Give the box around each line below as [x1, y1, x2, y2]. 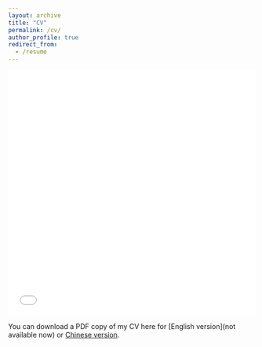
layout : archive [8, 11, 61, 20]
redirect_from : [8, 41, 58, 49]
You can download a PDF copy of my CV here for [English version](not [8, 322, 236, 331]
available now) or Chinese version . [8, 331, 120, 339]
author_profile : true [8, 33, 79, 42]
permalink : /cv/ [8, 26, 61, 34]
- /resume [15, 48, 47, 56]
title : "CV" [8, 19, 47, 27]
